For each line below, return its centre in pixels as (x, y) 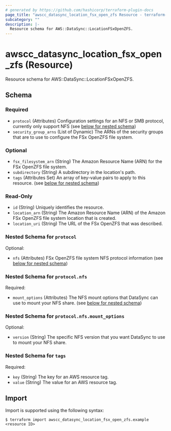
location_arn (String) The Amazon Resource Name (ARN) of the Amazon (89, 213)
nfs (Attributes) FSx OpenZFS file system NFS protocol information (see (88, 258)
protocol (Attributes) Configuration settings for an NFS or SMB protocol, (88, 121)
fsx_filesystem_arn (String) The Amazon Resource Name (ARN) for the (87, 162)
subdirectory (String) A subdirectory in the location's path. (74, 172)
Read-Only (19, 196)
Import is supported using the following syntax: (55, 411)
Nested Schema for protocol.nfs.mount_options (65, 316)
